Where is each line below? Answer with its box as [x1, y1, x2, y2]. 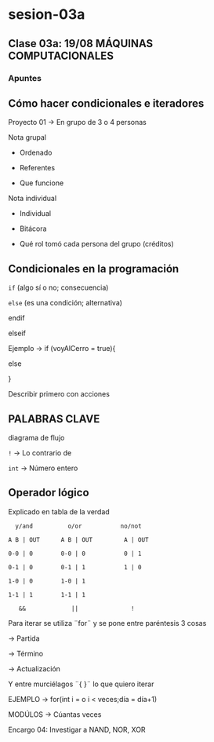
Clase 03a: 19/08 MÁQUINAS [8, 37, 154, 50]
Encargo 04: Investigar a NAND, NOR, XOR [8, 725, 147, 734]
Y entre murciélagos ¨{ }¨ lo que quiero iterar [8, 679, 154, 689]
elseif [8, 328, 26, 338]
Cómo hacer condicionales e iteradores [8, 97, 205, 110]
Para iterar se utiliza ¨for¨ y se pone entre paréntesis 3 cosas [8, 618, 207, 627]
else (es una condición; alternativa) [8, 298, 123, 308]
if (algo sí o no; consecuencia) [8, 283, 109, 292]
